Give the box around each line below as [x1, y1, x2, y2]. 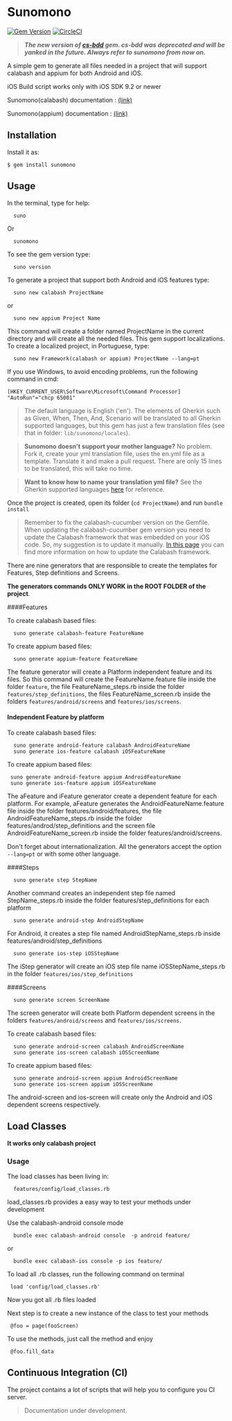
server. [7, 1392, 28, 1401]
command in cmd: [7, 375, 59, 383]
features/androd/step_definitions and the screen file [7, 821, 156, 829]
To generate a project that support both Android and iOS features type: [7, 275, 210, 284]
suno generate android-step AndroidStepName [13, 917, 144, 924]
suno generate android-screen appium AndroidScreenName [13, 1075, 178, 1082]
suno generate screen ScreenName [13, 996, 110, 1003]
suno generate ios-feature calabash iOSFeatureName [13, 748, 166, 755]
